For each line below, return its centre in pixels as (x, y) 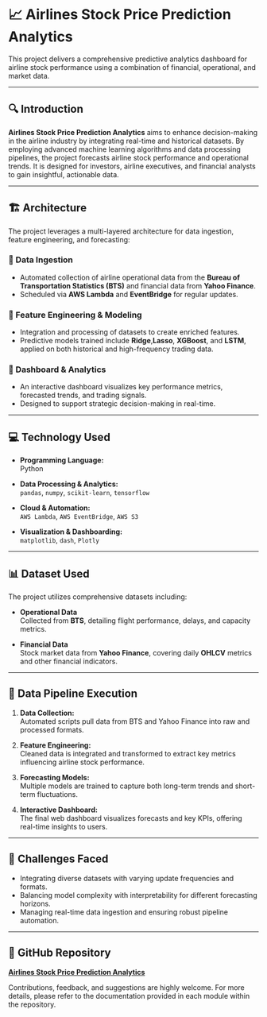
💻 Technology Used (60, 437)
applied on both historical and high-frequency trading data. (116, 349)
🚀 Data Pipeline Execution (73, 694)
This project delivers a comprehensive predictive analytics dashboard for (128, 59)
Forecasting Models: (54, 777)
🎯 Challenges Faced (58, 859)
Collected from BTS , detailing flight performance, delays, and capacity (135, 621)
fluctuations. (57, 794)
